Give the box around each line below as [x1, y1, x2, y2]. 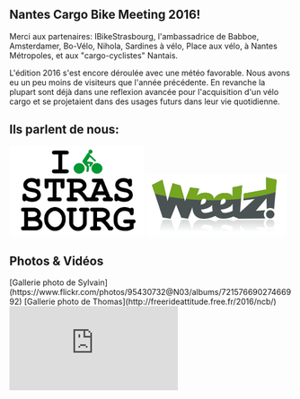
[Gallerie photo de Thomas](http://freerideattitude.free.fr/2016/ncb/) [23, 296, 277, 308]
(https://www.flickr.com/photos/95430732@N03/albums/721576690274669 [9, 287, 292, 298]
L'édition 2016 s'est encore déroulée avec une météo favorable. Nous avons [9, 67, 290, 78]
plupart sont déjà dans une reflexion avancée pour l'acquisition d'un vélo [9, 86, 279, 97]
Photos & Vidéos [9, 254, 104, 269]
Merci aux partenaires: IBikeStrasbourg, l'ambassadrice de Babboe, [9, 30, 260, 41]
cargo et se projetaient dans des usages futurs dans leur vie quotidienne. [9, 96, 280, 107]
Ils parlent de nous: [9, 122, 119, 137]
